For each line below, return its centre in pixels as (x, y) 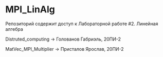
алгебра (14, 29)
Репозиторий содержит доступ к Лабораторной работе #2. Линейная (82, 24)
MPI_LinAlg (30, 9)
